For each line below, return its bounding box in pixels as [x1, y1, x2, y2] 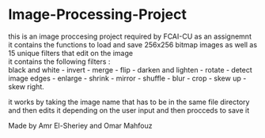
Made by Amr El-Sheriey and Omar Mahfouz [8, 121, 153, 130]
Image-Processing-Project [8, 6, 187, 24]
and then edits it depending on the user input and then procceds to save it [8, 105, 250, 115]
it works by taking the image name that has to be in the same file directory [8, 97, 250, 106]
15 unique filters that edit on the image [8, 48, 133, 58]
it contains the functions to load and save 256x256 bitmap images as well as [8, 39, 258, 49]
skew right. [8, 81, 45, 91]
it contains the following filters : [8, 57, 111, 66]
